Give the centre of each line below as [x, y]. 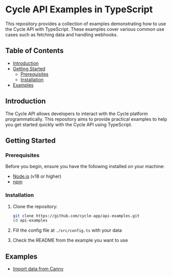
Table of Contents [35, 51]
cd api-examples [30, 220]
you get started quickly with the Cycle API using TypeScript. [69, 124]
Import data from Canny [38, 269]
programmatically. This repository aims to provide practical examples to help [86, 119]
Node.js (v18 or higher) [37, 176]
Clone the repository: [35, 206]
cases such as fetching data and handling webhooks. [62, 34]
